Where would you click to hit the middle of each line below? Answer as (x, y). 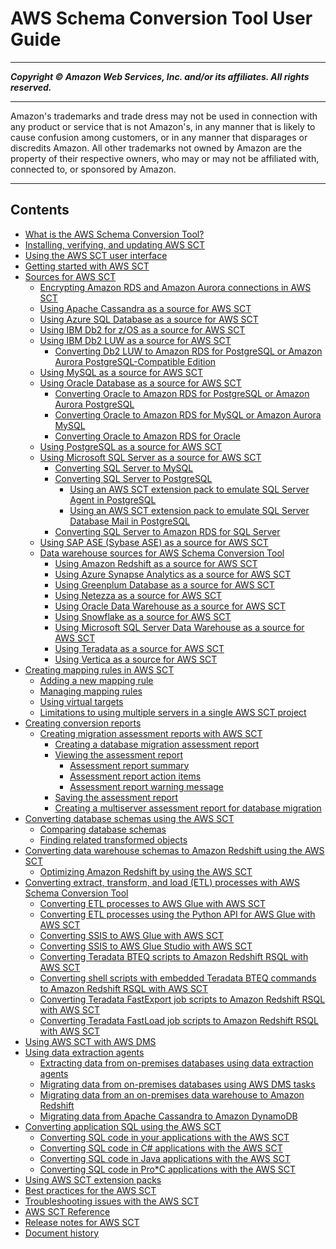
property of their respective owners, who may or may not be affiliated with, (165, 158)
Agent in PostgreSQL (113, 499)
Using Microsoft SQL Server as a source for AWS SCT (150, 457)
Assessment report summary (129, 765)
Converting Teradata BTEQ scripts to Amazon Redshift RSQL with (174, 956)
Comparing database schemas (103, 829)
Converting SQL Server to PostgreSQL (133, 478)
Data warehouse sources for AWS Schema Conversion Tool (162, 553)
